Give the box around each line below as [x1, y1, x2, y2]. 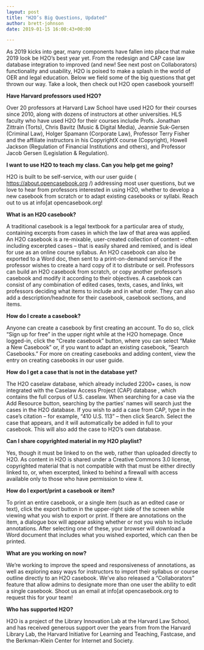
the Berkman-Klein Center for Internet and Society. [6, 637, 134, 645]
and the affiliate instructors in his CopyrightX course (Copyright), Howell [6, 137, 188, 144]
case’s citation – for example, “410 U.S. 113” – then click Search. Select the [6, 413, 192, 420]
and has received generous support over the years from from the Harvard [6, 624, 191, 632]
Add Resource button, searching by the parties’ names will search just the [6, 400, 192, 407]
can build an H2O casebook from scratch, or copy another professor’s [6, 268, 182, 275]
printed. [6, 538, 26, 545]
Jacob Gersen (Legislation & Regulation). [6, 150, 109, 157]
